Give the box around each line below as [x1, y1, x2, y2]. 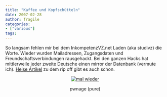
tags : [5, 31, 17, 36]
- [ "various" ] [5, 26, 35, 31]
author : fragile [5, 17, 39, 22]
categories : [5, 21, 30, 27]
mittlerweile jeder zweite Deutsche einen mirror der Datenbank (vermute [5, 61, 156, 67]
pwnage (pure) [69, 86, 101, 91]
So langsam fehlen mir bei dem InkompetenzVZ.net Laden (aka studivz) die [5, 45, 162, 51]
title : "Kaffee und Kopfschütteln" [5, 7, 80, 13]
